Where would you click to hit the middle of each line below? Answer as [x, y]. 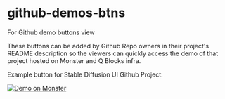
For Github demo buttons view [51, 32]
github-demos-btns [66, 13]
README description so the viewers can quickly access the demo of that [113, 53]
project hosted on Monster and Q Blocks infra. [74, 60]
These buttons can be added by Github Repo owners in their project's [108, 46]
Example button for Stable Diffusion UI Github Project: [85, 74]
